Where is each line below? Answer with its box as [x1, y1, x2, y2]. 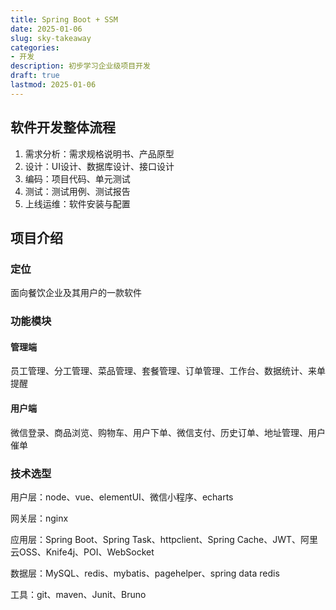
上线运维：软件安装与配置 [24, 197, 131, 210]
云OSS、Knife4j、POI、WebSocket [10, 546, 155, 558]
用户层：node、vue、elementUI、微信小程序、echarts [10, 491, 234, 503]
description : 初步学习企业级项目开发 [10, 61, 151, 71]
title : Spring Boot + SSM [10, 14, 118, 25]
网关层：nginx [10, 512, 69, 524]
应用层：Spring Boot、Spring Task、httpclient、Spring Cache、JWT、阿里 [10, 533, 319, 545]
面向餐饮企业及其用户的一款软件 [10, 287, 142, 299]
